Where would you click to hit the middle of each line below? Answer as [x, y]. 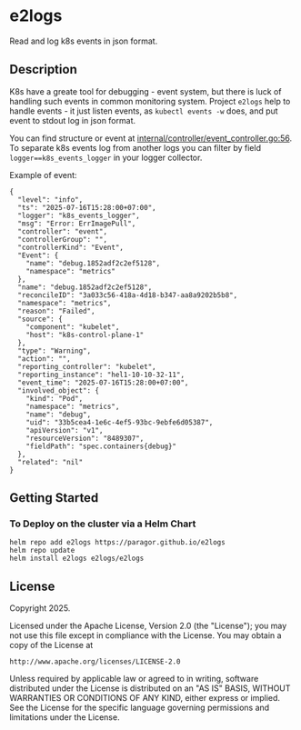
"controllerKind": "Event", [71, 247]
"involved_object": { [59, 390]
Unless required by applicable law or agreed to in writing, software [134, 679]
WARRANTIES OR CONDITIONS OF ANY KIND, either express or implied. [145, 698]
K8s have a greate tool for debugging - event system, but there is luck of [145, 91]
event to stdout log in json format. [73, 120]
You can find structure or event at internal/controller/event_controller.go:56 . [151, 138]
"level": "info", [50, 200]
